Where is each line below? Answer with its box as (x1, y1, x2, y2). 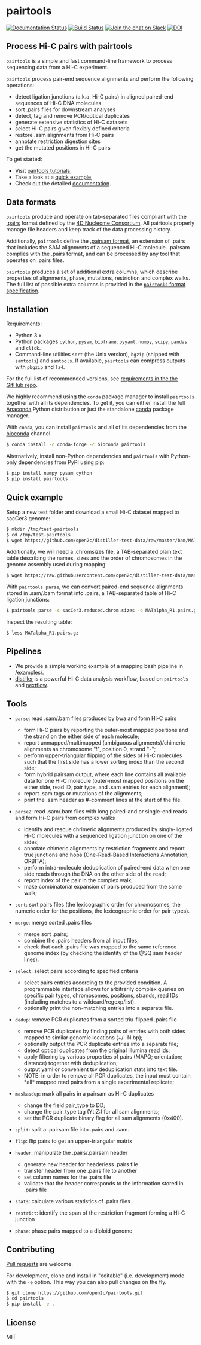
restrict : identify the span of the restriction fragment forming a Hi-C (14, 1209, 185, 1216)
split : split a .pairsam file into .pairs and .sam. (14, 1126, 130, 1133)
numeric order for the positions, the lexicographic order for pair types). (14, 907, 190, 914)
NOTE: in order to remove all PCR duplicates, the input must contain (23, 1072, 191, 1079)
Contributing (6, 1245, 55, 1255)
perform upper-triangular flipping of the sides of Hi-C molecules (23, 752, 182, 759)
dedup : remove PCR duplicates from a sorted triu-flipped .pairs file (14, 1015, 178, 1023)
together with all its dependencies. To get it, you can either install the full (6, 399, 185, 407)
